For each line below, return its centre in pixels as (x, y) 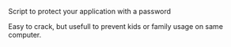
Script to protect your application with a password (90, 11)
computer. (25, 35)
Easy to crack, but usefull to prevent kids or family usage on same (116, 26)
